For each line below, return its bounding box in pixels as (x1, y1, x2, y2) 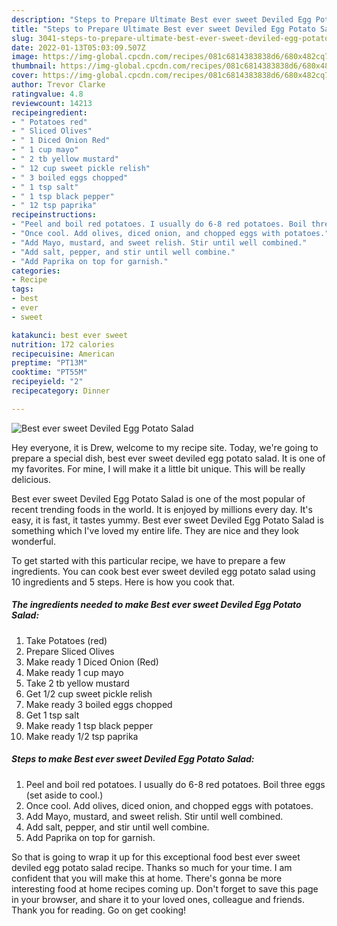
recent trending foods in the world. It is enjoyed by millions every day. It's (11, 503, 313, 515)
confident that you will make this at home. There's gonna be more (11, 872, 283, 884)
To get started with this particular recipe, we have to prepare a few (11, 554, 286, 566)
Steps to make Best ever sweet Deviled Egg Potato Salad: (11, 753, 255, 765)
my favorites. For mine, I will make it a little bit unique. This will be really (11, 462, 306, 475)
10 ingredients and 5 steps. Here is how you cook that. (11, 576, 236, 588)
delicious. (11, 473, 51, 485)
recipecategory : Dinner (11, 386, 111, 396)
